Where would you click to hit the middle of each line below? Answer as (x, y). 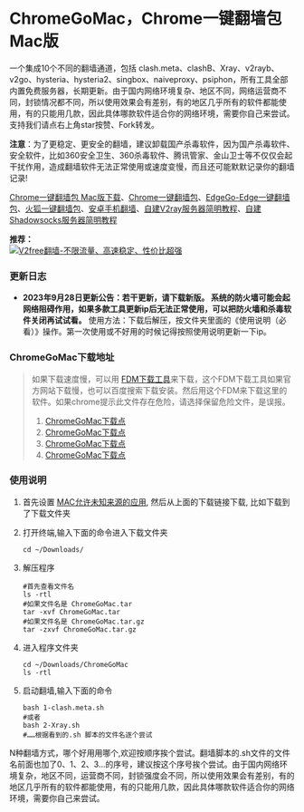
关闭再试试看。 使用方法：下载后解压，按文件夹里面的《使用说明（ (154, 320)
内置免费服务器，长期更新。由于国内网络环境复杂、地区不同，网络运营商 (144, 91)
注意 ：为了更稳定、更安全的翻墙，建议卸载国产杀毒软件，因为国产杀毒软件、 (152, 144)
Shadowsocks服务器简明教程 (63, 219)
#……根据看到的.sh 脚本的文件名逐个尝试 (87, 735)
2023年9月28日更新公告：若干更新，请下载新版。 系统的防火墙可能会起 (157, 298)
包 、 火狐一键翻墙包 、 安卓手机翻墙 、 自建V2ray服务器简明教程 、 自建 (135, 208)
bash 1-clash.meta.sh (63, 708)
